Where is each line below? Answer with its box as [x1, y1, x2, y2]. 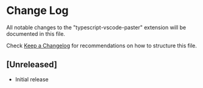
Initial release [15, 75, 49, 83]
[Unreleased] [6, 59, 58, 70]
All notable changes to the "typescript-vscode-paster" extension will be [6, 24, 187, 31]
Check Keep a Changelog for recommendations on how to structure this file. [6, 42, 198, 49]
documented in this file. [6, 30, 66, 37]
